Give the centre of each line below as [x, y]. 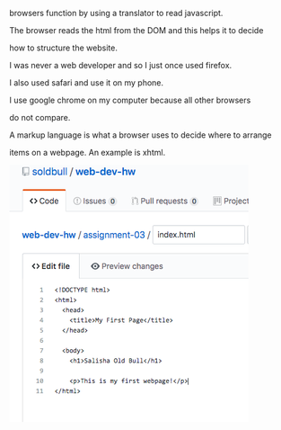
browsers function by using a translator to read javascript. [116, 13]
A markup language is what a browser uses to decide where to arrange [140, 135]
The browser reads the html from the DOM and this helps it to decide [136, 30]
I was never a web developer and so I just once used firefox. [121, 65]
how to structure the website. [64, 48]
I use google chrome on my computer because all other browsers [130, 100]
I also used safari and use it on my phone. [87, 83]
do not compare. [40, 117]
